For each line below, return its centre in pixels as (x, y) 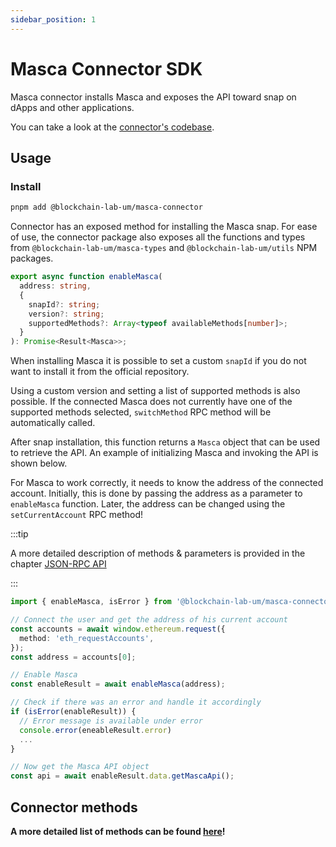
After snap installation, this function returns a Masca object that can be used (165, 442)
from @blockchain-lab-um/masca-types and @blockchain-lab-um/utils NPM (164, 248)
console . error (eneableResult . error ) (95, 730)
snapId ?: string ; (64, 304)
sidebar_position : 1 (53, 19)
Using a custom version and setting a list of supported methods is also (155, 391)
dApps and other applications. (72, 107)
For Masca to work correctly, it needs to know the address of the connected (167, 483)
